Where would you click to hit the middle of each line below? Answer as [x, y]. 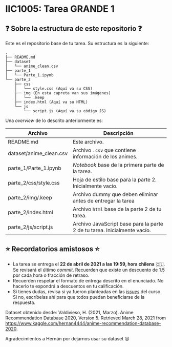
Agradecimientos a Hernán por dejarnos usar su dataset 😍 [67, 338]
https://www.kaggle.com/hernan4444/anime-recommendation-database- [83, 323]
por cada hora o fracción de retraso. [51, 275]
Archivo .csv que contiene [104, 150]
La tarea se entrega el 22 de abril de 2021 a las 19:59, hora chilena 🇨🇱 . [89, 264]
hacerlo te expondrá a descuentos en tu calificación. [68, 286]
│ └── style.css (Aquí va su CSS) [54, 89]
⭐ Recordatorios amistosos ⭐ [52, 249]
